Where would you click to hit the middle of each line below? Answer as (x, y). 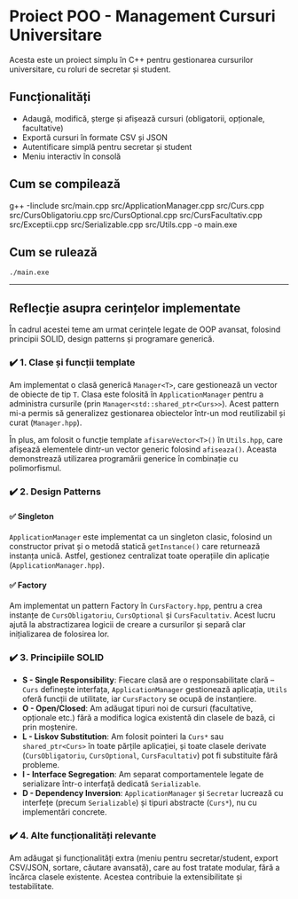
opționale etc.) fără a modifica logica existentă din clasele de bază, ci (149, 718)
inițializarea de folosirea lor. (59, 634)
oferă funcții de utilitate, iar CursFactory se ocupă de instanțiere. (139, 699)
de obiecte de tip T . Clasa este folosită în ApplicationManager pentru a (137, 394)
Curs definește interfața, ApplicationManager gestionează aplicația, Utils (155, 690)
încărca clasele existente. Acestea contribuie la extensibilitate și (125, 877)
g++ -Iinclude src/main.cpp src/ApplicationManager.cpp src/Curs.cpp (137, 205)
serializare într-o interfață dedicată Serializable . (111, 784)
